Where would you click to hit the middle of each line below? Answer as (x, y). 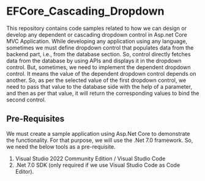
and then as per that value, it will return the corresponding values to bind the (103, 93)
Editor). (24, 171)
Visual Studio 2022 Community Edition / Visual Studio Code (90, 158)
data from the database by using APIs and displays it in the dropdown (94, 61)
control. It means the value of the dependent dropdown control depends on (101, 73)
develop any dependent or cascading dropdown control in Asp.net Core (97, 34)
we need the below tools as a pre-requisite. (61, 146)
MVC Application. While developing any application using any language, (97, 41)
